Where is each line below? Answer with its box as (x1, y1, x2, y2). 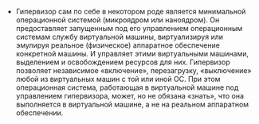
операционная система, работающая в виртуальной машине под (15, 83, 239, 92)
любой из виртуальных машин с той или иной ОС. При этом (15, 75, 221, 83)
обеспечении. (15, 108, 64, 118)
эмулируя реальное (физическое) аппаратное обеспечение (15, 41, 221, 50)
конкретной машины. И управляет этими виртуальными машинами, (15, 49, 249, 58)
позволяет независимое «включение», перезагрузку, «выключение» (15, 66, 253, 75)
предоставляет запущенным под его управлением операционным (15, 24, 243, 33)
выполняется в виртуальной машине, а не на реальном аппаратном (15, 99, 249, 109)
